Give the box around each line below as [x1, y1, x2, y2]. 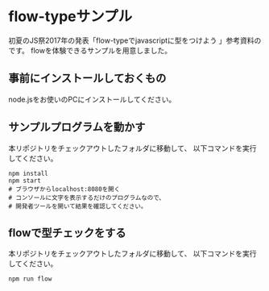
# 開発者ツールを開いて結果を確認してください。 [8, 202, 147, 210]
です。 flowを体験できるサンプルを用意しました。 [8, 45, 172, 55]
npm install [8, 169, 48, 177]
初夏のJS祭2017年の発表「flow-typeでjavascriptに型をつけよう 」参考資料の [8, 35, 262, 45]
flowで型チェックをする [8, 226, 126, 239]
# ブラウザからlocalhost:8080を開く [8, 185, 121, 193]
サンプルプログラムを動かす [8, 120, 146, 134]
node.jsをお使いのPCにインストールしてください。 [8, 94, 176, 104]
